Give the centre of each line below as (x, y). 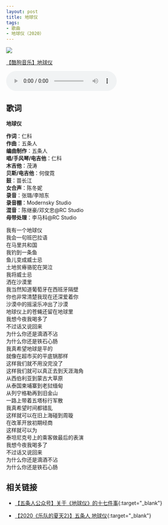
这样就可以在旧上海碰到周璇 (40, 415)
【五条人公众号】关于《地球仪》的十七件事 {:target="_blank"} (88, 503)
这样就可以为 (22, 430)
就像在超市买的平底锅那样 (37, 356)
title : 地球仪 (22, 17)
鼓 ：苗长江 (19, 180)
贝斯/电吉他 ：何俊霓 (30, 173)
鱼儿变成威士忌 (24, 260)
